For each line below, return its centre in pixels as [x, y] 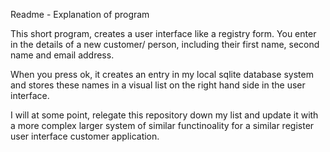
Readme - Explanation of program [80, 14]
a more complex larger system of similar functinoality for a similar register [162, 125]
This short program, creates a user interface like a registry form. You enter [163, 33]
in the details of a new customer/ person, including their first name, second [165, 44]
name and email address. [62, 55]
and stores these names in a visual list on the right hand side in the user [158, 85]
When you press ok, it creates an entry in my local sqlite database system [162, 74]
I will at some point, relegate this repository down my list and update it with [164, 115]
